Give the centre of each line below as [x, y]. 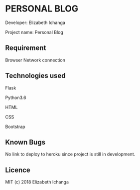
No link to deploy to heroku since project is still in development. [70, 154]
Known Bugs [25, 142]
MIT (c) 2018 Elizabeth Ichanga [37, 182]
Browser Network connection [35, 60]
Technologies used [35, 76]
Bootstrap [15, 126]
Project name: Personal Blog [34, 32]
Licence [18, 170]
